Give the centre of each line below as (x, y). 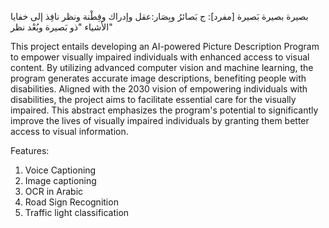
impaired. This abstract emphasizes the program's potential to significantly (164, 110)
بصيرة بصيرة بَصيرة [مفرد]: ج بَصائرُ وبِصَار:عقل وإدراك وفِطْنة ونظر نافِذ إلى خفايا (159, 16)
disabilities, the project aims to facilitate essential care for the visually (153, 99)
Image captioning (60, 180)
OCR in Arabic (54, 191)
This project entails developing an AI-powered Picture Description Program (165, 46)
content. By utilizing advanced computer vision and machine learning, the (162, 67)
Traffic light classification (77, 212)
